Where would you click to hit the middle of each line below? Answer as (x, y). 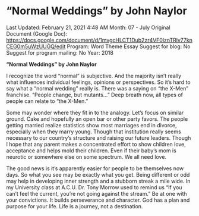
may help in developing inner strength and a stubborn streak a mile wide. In (98, 181)
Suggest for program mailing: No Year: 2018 (60, 52)
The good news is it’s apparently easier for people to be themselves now (95, 168)
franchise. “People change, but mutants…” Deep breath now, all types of (94, 95)
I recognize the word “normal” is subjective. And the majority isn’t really (94, 76)
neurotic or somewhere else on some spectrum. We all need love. (86, 156)
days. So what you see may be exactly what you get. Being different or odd (98, 174)
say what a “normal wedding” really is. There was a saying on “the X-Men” (97, 88)
